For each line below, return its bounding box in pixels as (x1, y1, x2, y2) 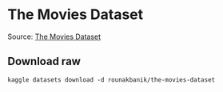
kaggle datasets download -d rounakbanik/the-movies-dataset (7, 75, 216, 84)
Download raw (7, 55, 82, 68)
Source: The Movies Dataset (7, 32, 102, 41)
